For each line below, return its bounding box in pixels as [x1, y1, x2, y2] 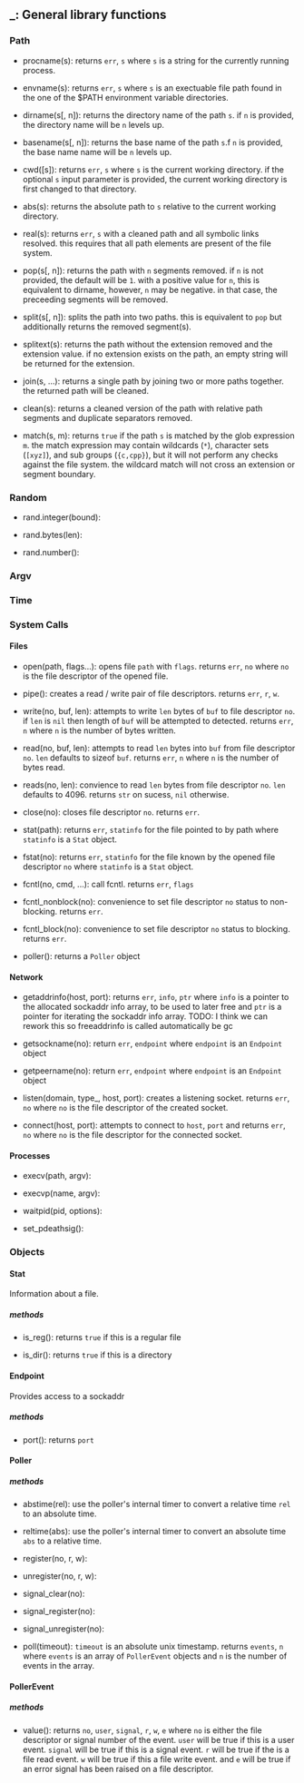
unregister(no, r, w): [22, 1571, 97, 1582]
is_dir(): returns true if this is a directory [22, 1349, 172, 1360]
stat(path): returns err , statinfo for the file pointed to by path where [22, 824, 279, 835]
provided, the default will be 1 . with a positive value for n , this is [22, 274, 260, 285]
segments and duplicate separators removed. [22, 412, 193, 423]
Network [9, 971, 44, 983]
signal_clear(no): [22, 1588, 85, 1600]
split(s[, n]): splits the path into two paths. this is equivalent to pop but [22, 311, 282, 322]
